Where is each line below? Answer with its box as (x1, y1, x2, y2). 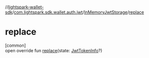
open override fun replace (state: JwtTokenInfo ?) (5, 47, 103, 53)
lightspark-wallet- (8, 4, 44, 10)
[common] (5, 42, 26, 48)
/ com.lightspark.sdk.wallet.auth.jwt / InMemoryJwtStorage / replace (12, 9, 144, 15)
